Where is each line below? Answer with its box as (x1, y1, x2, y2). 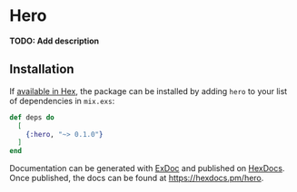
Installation (9, 62, 74, 77)
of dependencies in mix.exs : (9, 95, 115, 106)
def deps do (9, 112, 54, 122)
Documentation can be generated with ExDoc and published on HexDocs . (9, 163, 285, 174)
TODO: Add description (9, 35, 100, 46)
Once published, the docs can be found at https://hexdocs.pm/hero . (9, 173, 264, 184)
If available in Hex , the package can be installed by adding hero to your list (9, 85, 288, 96)
